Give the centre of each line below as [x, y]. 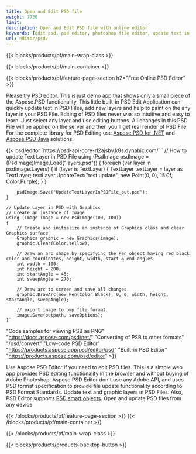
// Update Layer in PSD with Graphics [53, 208]
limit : [14, 22]
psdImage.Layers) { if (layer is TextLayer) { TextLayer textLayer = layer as [94, 169]
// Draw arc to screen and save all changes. [73, 290]
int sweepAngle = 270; [44, 279]
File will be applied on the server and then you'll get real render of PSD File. [97, 127]
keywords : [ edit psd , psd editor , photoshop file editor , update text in [98, 33]
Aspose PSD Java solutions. [40, 139]
